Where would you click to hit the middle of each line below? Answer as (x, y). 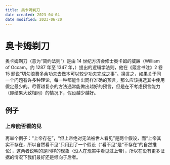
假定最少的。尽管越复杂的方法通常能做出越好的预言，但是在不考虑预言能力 (83, 86)
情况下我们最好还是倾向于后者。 (47, 157)
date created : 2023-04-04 (32, 15)
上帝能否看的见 (24, 126)
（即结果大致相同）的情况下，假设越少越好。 (52, 93)
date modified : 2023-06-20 (34, 19)
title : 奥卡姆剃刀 (23, 10)
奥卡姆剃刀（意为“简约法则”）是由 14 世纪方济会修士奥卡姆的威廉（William (83, 61)
